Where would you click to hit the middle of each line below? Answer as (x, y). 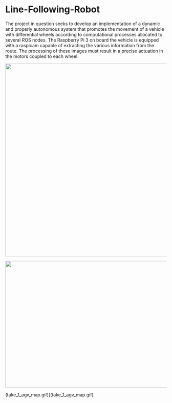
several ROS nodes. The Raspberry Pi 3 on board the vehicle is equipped (82, 40)
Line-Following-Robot (53, 9)
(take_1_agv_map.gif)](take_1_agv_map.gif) (49, 395)
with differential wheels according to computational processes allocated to (84, 34)
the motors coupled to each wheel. (42, 56)
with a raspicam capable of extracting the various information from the (80, 45)
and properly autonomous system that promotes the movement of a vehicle (85, 29)
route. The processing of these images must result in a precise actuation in (84, 51)
